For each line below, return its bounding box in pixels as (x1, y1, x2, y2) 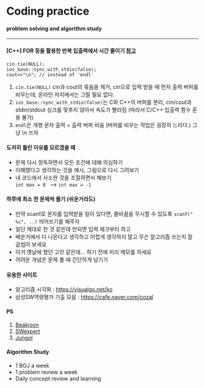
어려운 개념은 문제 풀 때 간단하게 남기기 (15, 256, 109, 263)
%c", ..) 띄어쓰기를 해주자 (15, 218, 80, 225)
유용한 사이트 (6, 271, 38, 278)
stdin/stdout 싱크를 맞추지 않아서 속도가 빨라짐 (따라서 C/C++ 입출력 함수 (15, 106, 191, 113)
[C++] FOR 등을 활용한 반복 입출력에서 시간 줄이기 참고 (6, 47, 136, 54)
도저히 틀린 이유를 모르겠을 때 (6, 144, 76, 151)
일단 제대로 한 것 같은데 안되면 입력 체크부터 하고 (15, 226, 131, 232)
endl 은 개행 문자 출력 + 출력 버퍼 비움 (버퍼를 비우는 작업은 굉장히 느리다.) (15, 121, 191, 129)
